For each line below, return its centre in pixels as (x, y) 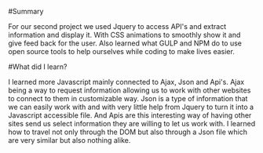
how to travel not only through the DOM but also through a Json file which (128, 132)
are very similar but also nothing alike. (69, 140)
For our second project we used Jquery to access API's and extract (117, 26)
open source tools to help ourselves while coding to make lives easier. (122, 51)
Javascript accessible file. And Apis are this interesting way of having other (130, 115)
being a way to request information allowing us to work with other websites (130, 90)
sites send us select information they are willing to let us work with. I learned (132, 124)
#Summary (26, 11)
